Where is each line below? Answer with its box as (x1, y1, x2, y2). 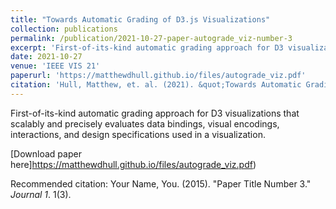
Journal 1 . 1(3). (10, 188, 72, 200)
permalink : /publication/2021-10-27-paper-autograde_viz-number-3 (10, 33, 293, 43)
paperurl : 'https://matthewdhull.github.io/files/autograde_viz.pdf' (10, 71, 307, 81)
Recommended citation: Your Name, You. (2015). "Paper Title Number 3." (10, 177, 312, 190)
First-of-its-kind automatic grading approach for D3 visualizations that (10, 107, 300, 119)
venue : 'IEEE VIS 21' (10, 61, 101, 71)
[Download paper (10, 147, 82, 160)
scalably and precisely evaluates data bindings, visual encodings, (10, 117, 280, 130)
